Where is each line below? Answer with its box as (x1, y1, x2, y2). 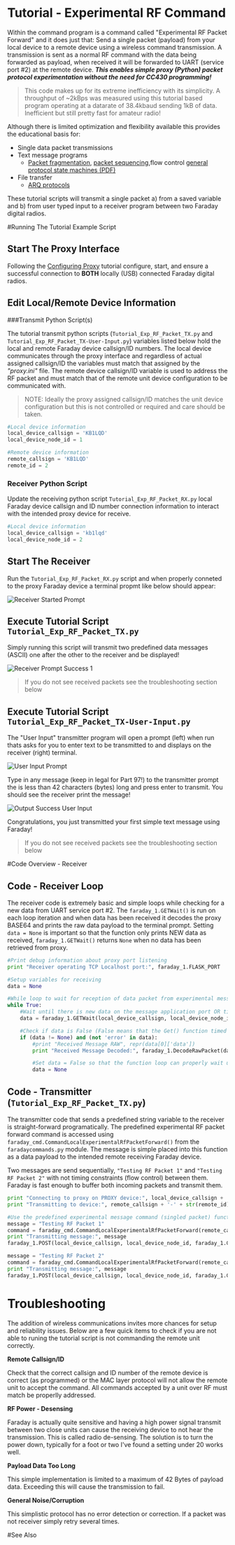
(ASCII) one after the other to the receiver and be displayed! (7, 651, 180, 659)
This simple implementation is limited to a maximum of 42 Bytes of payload (7, 1475, 224, 1483)
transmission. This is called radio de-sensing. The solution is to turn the (7, 1433, 213, 1441)
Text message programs (17, 151, 88, 159)
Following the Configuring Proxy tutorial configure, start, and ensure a (7, 262, 208, 270)
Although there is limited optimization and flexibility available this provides (7, 122, 220, 130)
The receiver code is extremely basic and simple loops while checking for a (7, 898, 225, 907)
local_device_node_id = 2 (7, 536, 83, 543)
